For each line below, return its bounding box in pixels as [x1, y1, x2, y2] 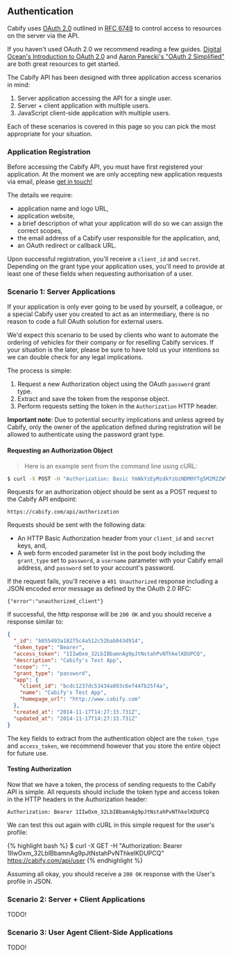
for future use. [7, 749, 49, 757]
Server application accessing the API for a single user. [17, 94, 172, 102]
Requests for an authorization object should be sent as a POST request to [7, 488, 217, 496]
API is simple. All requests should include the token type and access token [7, 787, 220, 796]
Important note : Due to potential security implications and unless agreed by [7, 416, 224, 424]
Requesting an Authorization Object [7, 446, 113, 455]
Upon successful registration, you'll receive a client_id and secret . [7, 255, 201, 263]
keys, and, [17, 541, 47, 550]
